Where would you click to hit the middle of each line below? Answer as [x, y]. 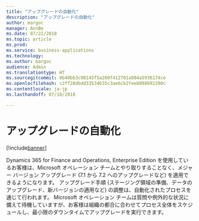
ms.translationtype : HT [36, 72]
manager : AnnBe [25, 28]
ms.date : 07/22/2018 [32, 34]
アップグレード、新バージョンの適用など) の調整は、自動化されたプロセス [96, 190]
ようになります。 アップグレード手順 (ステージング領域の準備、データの [105, 182]
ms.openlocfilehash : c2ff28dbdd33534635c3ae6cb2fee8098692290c [86, 84]
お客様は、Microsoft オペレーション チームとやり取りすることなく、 [94, 168]
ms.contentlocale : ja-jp [37, 89]
